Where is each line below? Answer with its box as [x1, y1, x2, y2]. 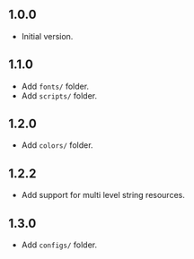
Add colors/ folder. [21, 140, 93, 151]
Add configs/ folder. [21, 239, 98, 250]
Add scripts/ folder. [21, 90, 98, 101]
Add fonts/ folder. [21, 81, 90, 91]
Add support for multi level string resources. [21, 190, 185, 201]
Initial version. [21, 30, 74, 41]
